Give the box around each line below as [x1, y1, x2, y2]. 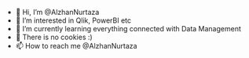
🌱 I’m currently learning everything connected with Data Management [15, 24, 242, 33]
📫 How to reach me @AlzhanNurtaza [15, 42, 137, 50]
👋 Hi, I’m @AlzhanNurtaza [15, 8, 100, 16]
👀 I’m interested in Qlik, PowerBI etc [15, 16, 132, 25]
